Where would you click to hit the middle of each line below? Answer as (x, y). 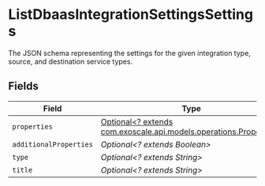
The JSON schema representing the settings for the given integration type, (129, 53)
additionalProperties (52, 144)
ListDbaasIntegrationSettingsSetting (131, 15)
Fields (24, 86)
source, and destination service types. (70, 61)
